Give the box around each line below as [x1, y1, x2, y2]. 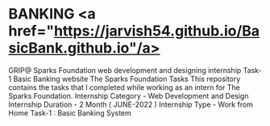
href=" [8, 22, 55, 40]
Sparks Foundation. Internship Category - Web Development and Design [8, 91, 249, 100]
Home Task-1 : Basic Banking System [8, 108, 131, 117]
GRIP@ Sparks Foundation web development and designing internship [8, 65, 242, 75]
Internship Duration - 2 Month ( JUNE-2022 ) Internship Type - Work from [8, 100, 254, 109]
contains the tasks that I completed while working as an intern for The [8, 82, 240, 92]
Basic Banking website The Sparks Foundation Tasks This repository [13, 74, 241, 83]
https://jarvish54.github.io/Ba [53, 22, 260, 40]
